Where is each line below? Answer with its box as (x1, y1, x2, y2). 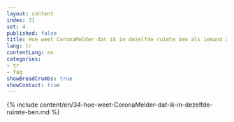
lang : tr (6, 43, 32, 49)
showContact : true (6, 82, 60, 89)
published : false (6, 29, 57, 37)
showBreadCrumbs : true (6, 75, 73, 82)
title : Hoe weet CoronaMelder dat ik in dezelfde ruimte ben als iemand (6, 36, 223, 43)
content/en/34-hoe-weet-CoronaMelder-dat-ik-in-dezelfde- (39, 100, 213, 109)
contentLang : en (6, 49, 54, 56)
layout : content (6, 10, 54, 17)
